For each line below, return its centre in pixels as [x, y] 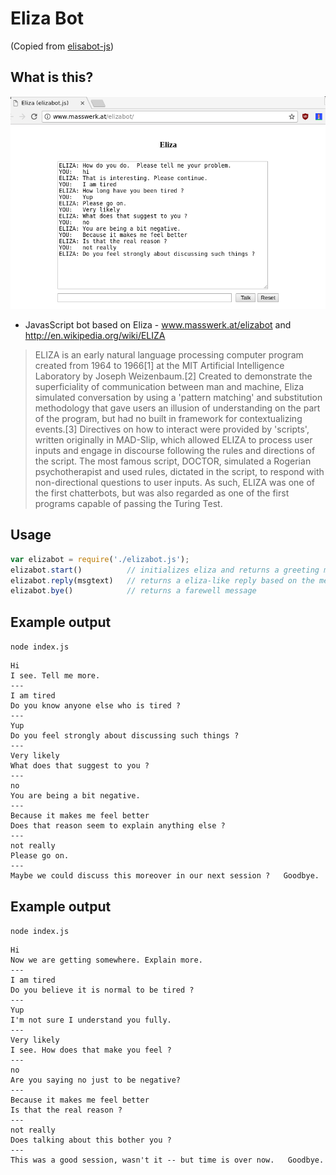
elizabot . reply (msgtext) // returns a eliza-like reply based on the [162, 580]
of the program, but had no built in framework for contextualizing [168, 419]
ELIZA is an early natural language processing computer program [169, 355]
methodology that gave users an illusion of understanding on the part [177, 408]
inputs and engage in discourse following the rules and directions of [175, 451]
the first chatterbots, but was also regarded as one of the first [162, 493]
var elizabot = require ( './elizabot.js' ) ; [100, 559]
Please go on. [40, 856]
